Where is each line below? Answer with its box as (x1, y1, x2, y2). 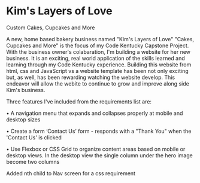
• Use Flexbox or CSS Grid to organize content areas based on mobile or (6, 145, 186, 152)
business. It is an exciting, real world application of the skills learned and (6, 54, 186, 62)
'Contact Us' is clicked (6, 133, 62, 141)
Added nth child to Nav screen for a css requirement (6, 169, 136, 177)
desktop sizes (6, 115, 41, 123)
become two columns (6, 158, 60, 165)
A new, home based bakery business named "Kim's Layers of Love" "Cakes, (6, 35, 195, 42)
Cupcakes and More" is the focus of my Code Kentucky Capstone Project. (6, 42, 189, 49)
